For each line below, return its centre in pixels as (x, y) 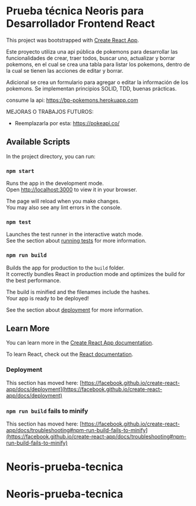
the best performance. (34, 280)
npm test (19, 222)
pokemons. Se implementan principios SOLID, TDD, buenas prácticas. (91, 88)
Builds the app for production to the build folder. (66, 268)
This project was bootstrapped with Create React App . (73, 40)
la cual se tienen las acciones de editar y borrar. (65, 70)
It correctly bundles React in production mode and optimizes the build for (96, 274)
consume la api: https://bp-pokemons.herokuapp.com (72, 100)
